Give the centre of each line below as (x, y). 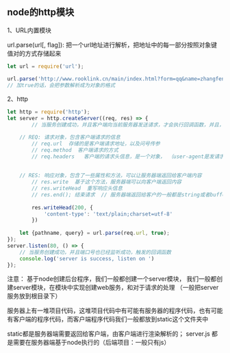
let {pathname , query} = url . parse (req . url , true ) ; (94, 233)
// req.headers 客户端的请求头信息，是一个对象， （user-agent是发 (123, 157)
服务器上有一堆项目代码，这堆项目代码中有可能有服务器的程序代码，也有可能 (115, 310)
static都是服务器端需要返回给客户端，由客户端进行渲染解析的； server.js (108, 334)
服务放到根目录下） (34, 296)
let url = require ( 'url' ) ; (46, 66)
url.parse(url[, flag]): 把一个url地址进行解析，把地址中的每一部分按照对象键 (112, 45)
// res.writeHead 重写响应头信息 (77, 189)
